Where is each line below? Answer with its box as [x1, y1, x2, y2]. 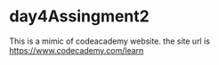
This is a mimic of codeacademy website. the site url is [9, 36, 211, 46]
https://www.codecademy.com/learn [9, 45, 144, 55]
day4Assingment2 [9, 6, 150, 27]
